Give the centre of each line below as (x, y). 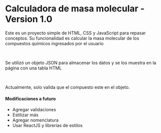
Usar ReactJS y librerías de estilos (47, 126)
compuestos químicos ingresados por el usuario (54, 43)
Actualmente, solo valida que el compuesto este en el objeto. (68, 87)
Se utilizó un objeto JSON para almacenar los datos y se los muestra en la (81, 63)
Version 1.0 (29, 19)
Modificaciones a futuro (31, 99)
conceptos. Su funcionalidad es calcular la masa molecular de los (72, 38)
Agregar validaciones (34, 110)
